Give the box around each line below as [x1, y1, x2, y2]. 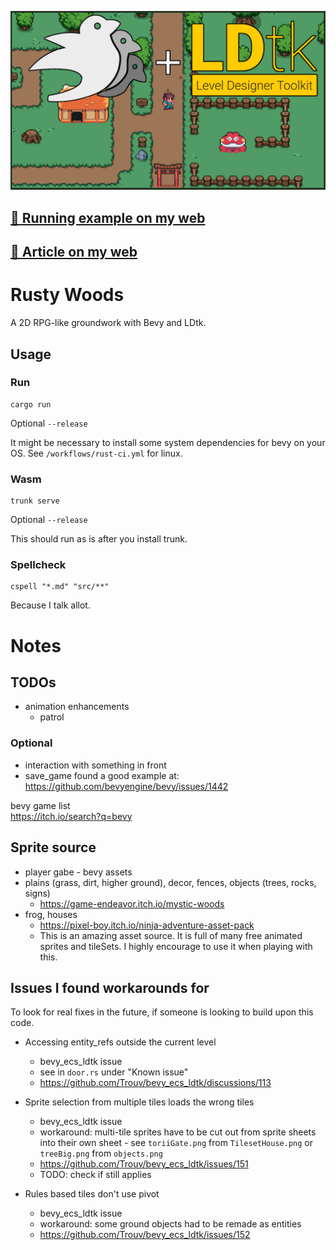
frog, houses [24, 908, 78, 920]
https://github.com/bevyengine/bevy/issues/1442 [24, 780, 229, 792]
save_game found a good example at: [24, 769, 180, 781]
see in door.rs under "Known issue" [39, 1066, 189, 1078]
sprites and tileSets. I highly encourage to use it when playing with [39, 940, 313, 952]
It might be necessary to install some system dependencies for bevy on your [10, 436, 326, 448]
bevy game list [10, 799, 71, 811]
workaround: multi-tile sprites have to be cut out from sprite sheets [39, 1126, 317, 1138]
